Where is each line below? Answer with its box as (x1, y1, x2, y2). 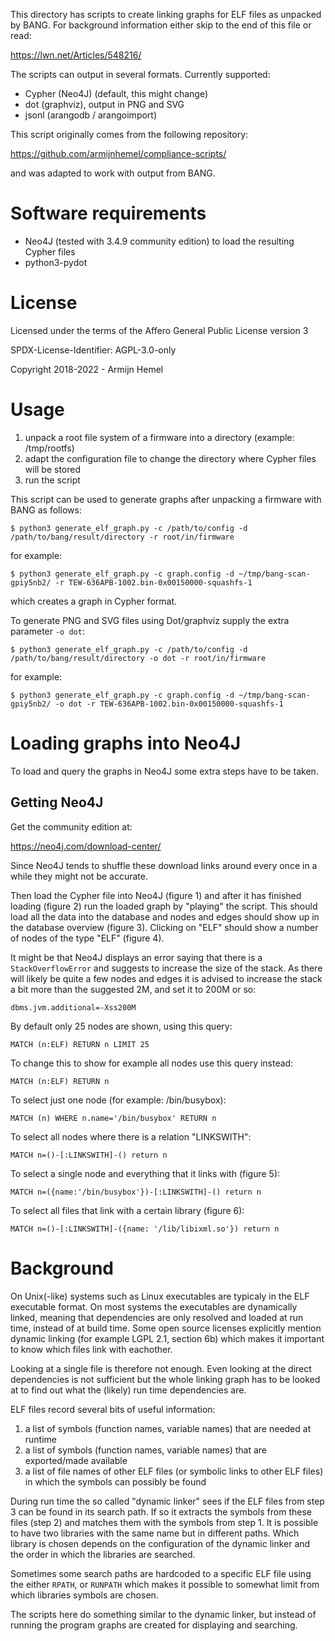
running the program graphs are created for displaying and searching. (10, 1619, 298, 1631)
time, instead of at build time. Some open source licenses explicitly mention (10, 1322, 322, 1334)
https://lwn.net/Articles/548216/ (10, 49, 142, 61)
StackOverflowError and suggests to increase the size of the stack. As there (10, 962, 323, 974)
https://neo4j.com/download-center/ (10, 840, 162, 852)
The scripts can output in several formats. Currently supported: (10, 69, 271, 80)
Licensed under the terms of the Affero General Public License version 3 (10, 324, 309, 336)
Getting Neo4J (10, 794, 104, 811)
